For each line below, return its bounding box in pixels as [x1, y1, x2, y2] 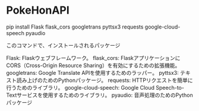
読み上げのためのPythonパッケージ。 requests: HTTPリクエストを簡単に [16, 77, 193, 84]
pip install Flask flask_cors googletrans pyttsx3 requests [6, 23, 144, 30]
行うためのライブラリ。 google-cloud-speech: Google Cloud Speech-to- [6, 84, 184, 91]
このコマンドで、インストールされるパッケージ [6, 42, 121, 49]
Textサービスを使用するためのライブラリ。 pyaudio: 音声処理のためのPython [6, 91, 193, 99]
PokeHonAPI [6, 4, 70, 17]
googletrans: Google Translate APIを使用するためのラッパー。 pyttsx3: [6, 69, 179, 76]
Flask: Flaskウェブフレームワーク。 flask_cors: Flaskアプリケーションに [6, 54, 181, 61]
